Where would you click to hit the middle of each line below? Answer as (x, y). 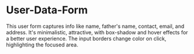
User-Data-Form (47, 10)
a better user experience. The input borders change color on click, (86, 38)
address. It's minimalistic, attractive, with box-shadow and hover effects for (97, 32)
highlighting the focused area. (42, 45)
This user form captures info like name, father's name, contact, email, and (95, 26)
